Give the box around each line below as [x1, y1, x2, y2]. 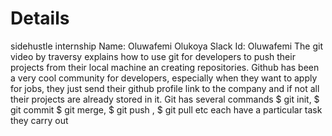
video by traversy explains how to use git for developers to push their [10, 50, 296, 62]
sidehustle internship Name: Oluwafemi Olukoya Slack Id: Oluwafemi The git [10, 40, 323, 52]
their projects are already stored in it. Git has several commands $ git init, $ [10, 93, 320, 105]
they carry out [10, 114, 69, 126]
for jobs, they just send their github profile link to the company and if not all [10, 82, 320, 94]
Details [10, 7, 70, 30]
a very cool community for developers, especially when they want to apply [10, 72, 318, 84]
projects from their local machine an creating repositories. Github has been [10, 61, 320, 73]
